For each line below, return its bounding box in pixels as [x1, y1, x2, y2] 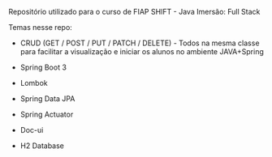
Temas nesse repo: [8, 23, 73, 32]
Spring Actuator [19, 109, 74, 119]
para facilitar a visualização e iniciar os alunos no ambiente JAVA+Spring [19, 47, 264, 56]
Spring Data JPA [19, 94, 76, 104]
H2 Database [19, 141, 65, 151]
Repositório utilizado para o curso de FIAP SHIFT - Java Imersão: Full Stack [8, 7, 261, 16]
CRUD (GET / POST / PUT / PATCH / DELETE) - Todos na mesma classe [19, 38, 260, 48]
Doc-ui [19, 125, 44, 134]
